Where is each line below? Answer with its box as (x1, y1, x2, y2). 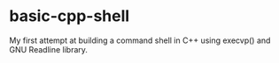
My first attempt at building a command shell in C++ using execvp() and (9, 35, 271, 45)
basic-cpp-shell (9, 6, 130, 26)
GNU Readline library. (9, 44, 89, 54)
